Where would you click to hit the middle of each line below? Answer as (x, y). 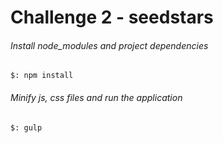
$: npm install (42, 76)
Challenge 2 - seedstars (112, 17)
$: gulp (26, 127)
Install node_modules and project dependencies (109, 45)
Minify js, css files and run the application (96, 97)
